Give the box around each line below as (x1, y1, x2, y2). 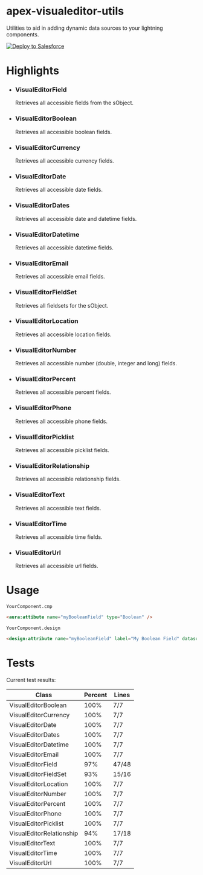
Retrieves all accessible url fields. (14, 562, 98, 570)
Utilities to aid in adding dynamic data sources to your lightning (6, 24, 163, 32)
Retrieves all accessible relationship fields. (14, 475, 121, 483)
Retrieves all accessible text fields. (14, 504, 101, 512)
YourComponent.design (6, 625, 61, 631)
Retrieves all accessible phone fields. (14, 417, 108, 425)
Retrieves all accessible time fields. (14, 533, 103, 541)
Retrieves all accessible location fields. (14, 331, 112, 338)
